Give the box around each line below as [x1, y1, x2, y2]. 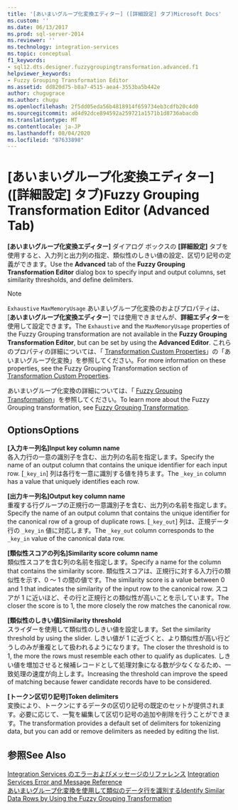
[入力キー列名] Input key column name [7, 444, 120, 452]
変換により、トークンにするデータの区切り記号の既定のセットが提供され [7, 701, 219, 710]
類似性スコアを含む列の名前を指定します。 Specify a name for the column [7, 558, 222, 566]
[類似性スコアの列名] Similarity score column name [7, 549, 158, 557]
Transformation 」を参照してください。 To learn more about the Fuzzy [7, 395, 210, 404]
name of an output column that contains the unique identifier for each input [7, 461, 227, 469]
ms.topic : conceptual [7, 51, 72, 58]
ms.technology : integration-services [7, 43, 119, 51]
